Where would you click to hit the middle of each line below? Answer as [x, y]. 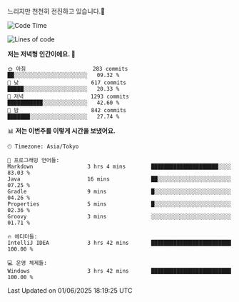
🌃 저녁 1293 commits [68, 96]
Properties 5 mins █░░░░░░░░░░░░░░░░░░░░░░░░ [119, 204]
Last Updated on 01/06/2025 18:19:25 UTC [70, 291]
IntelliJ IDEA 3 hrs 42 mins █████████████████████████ [119, 243]
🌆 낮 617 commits [67, 83]
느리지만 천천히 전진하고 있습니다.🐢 [56, 11]
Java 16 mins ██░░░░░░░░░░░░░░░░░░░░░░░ [119, 179]
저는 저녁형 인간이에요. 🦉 [42, 54]
